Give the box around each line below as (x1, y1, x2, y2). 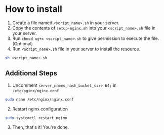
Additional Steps (5, 69, 58, 77)
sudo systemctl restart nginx (5, 115, 68, 120)
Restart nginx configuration (12, 106, 68, 112)
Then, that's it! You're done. (12, 124, 69, 130)
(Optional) (12, 40, 33, 46)
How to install (5, 3, 63, 15)
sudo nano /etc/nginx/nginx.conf (5, 97, 74, 102)
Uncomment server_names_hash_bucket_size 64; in (12, 82, 117, 88)
